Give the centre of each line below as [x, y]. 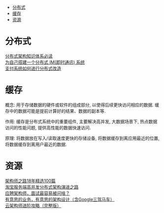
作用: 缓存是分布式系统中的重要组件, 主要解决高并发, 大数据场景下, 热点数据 [81, 121]
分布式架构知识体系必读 [29, 56]
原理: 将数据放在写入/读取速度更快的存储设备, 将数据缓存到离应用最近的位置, [82, 138]
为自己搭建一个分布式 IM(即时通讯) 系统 [45, 62]
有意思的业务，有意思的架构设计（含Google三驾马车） [60, 199]
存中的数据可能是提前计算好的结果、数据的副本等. [55, 111]
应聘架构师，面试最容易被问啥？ [37, 193]
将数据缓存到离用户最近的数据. [36, 144]
